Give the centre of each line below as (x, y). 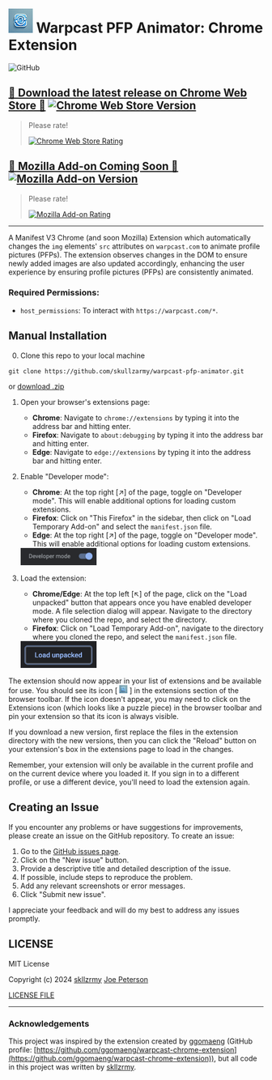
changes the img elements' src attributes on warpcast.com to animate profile (134, 246)
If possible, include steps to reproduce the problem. (106, 877)
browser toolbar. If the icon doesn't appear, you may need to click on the (130, 699)
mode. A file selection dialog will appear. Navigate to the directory (142, 610)
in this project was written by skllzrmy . (72, 1067)
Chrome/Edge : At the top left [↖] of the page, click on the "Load (139, 593)
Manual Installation (58, 336)
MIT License (29, 963)
